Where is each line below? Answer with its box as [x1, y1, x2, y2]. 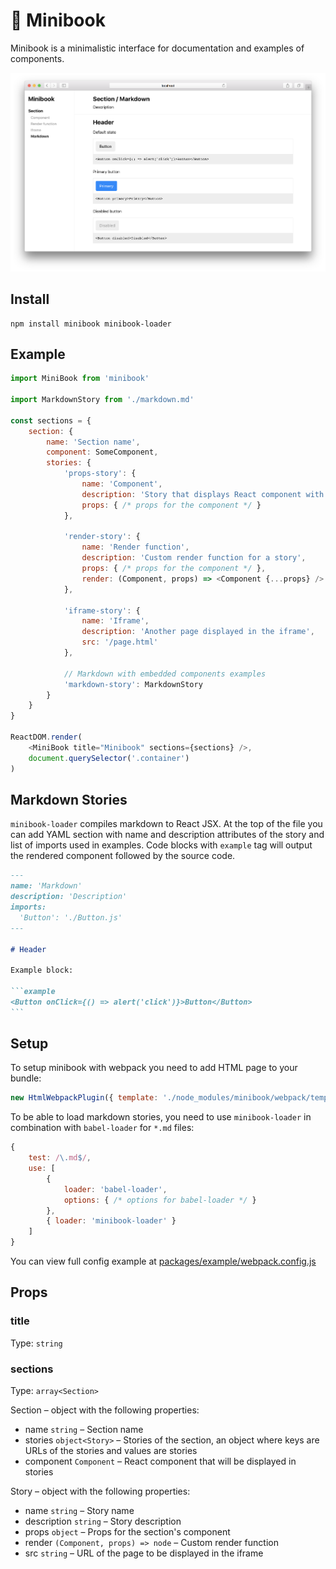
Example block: [10, 965, 74, 976]
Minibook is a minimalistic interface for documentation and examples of [10, 42, 305, 54]
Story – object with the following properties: [10, 1485, 191, 1498]
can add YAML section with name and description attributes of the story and [10, 829, 325, 841]
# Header [10, 944, 47, 954]
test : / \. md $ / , [28, 1153, 92, 1163]
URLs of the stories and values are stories [24, 1445, 198, 1457]
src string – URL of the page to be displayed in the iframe [24, 1547, 264, 1559]
